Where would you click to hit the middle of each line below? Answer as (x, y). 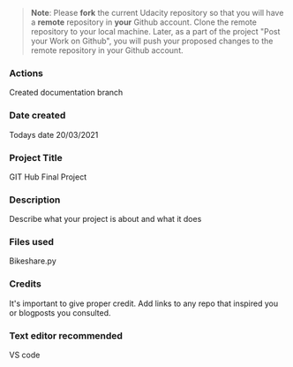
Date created (38, 116)
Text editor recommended (66, 335)
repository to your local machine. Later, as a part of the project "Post (155, 31)
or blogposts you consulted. (60, 312)
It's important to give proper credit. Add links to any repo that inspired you (144, 303)
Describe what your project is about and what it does (105, 219)
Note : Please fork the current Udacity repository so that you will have (157, 13)
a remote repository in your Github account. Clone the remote (144, 22)
